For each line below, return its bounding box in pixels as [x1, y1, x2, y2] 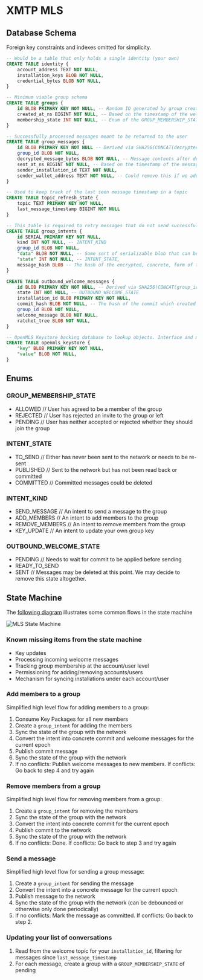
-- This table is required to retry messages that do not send [6, 222, 169, 228]
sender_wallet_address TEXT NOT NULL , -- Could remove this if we [17, 173, 188, 179]
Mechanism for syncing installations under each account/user [14, 675, 169, 682]
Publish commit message [14, 747, 78, 755]
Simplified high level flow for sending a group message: [6, 868, 145, 875]
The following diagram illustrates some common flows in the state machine [6, 608, 193, 616]
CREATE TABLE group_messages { [6, 139, 85, 145]
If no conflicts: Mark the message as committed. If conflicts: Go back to [14, 912, 193, 919]
